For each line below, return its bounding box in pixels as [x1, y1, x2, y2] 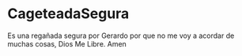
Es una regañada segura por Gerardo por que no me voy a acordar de [7, 31, 235, 40]
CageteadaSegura [7, 5, 130, 23]
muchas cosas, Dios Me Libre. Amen [7, 39, 127, 48]
